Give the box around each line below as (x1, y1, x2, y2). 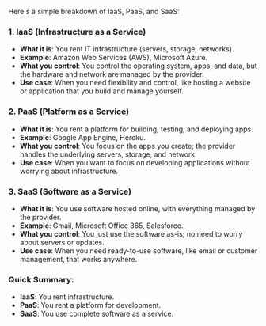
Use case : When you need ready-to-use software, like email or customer (19, 245, 258, 256)
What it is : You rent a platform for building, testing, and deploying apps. (19, 124, 253, 134)
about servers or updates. (19, 237, 104, 247)
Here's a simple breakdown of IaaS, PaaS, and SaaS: (8, 7, 180, 16)
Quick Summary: (8, 274, 74, 285)
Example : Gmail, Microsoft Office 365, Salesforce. (19, 221, 184, 230)
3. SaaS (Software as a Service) (8, 186, 132, 197)
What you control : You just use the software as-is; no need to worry (19, 229, 243, 238)
